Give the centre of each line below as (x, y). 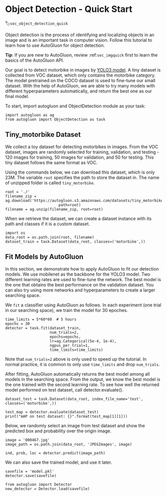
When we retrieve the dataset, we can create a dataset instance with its (78, 218)
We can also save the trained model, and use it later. (59, 462)
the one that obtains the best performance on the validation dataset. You (80, 285)
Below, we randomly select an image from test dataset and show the (75, 425)
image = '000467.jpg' (28, 440)
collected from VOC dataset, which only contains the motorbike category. (80, 75)
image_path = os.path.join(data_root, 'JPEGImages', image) (69, 444)
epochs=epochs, (65, 337)
